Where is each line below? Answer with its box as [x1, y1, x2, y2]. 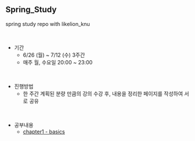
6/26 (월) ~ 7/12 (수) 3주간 [22, 51, 85, 58]
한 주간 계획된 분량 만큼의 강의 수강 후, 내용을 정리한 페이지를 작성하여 [22, 90, 183, 97]
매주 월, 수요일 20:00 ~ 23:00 [22, 58, 92, 65]
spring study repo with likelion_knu [5, 20, 90, 27]
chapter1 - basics [22, 128, 65, 135]
